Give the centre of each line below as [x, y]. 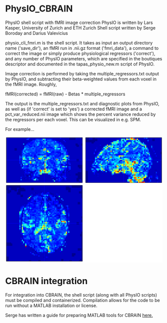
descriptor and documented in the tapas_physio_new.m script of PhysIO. [80, 64]
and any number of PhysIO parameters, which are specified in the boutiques [84, 58]
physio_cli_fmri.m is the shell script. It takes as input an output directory [79, 42]
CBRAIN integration [46, 281]
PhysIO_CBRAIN [39, 9]
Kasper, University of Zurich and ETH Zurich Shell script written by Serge [80, 27]
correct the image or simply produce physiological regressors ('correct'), [80, 53]
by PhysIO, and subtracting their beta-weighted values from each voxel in [81, 79]
